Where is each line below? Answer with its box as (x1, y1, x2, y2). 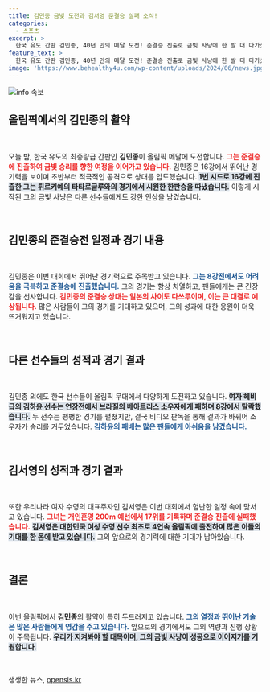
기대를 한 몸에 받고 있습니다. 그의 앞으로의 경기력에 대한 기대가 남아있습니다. (8, 532, 245, 542)
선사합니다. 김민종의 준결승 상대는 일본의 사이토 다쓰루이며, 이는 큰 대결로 (22, 291, 251, 302)
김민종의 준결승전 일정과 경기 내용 (8, 233, 165, 246)
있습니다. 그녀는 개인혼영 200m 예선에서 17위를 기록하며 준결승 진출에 (16, 512, 235, 521)
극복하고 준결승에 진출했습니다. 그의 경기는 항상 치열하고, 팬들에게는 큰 (22, 282, 243, 291)
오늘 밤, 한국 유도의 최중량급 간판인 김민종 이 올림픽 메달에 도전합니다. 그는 (8, 151, 239, 161)
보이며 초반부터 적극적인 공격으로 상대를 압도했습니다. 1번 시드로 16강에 (29, 171, 252, 181)
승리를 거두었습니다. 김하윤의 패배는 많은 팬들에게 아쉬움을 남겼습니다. (29, 422, 247, 431)
